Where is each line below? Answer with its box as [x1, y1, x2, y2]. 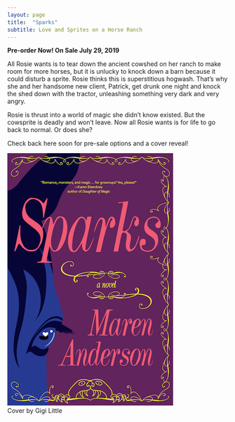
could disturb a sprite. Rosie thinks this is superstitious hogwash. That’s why [7, 74, 228, 84]
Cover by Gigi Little [7, 407, 63, 415]
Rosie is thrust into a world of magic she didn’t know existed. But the [7, 111, 206, 119]
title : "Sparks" [7, 18, 58, 26]
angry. [7, 97, 26, 105]
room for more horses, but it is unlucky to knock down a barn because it [7, 67, 216, 76]
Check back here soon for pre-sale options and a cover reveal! [7, 139, 189, 147]
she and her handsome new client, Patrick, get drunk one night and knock [7, 82, 221, 91]
